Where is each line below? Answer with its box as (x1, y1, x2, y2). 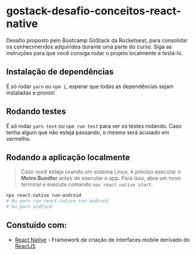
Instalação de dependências (6, 67, 114, 77)
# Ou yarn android (6, 204, 52, 210)
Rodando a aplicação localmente (6, 152, 130, 162)
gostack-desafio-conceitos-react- (6, 4, 181, 18)
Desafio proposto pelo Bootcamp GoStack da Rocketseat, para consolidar (6, 37, 188, 44)
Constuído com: (6, 220, 68, 230)
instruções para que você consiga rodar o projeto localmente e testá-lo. (6, 49, 183, 56)
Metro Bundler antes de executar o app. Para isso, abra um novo (20, 175, 181, 182)
